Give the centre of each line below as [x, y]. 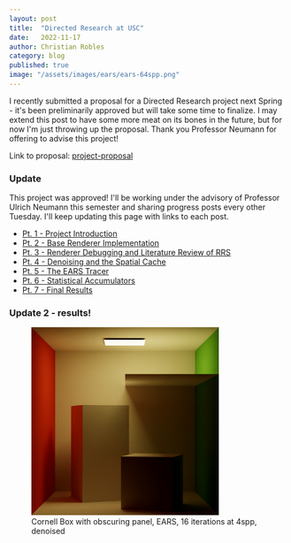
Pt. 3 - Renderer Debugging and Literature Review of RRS [126, 253]
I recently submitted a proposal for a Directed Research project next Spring [146, 101]
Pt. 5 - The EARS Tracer [65, 271]
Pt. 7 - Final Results [57, 290]
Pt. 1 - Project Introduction [69, 233]
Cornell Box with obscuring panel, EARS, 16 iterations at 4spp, [144, 521]
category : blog [37, 56]
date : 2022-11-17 [45, 37]
